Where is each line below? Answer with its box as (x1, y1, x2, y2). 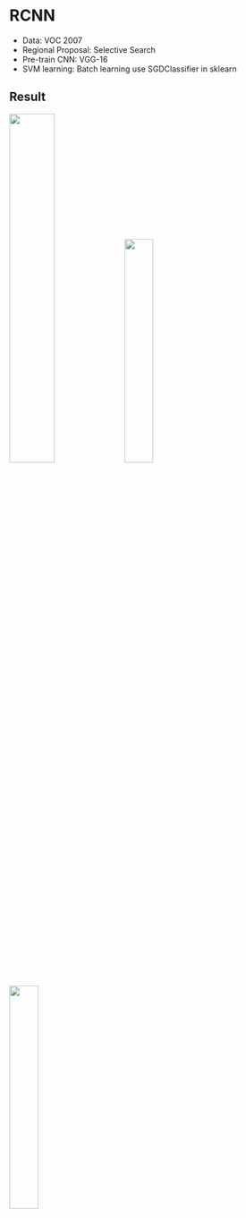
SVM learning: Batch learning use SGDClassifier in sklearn (21, 63, 237, 74)
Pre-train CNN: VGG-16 (21, 54, 108, 64)
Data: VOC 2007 (21, 35, 83, 46)
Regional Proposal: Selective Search (21, 44, 157, 55)
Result (9, 89, 47, 105)
